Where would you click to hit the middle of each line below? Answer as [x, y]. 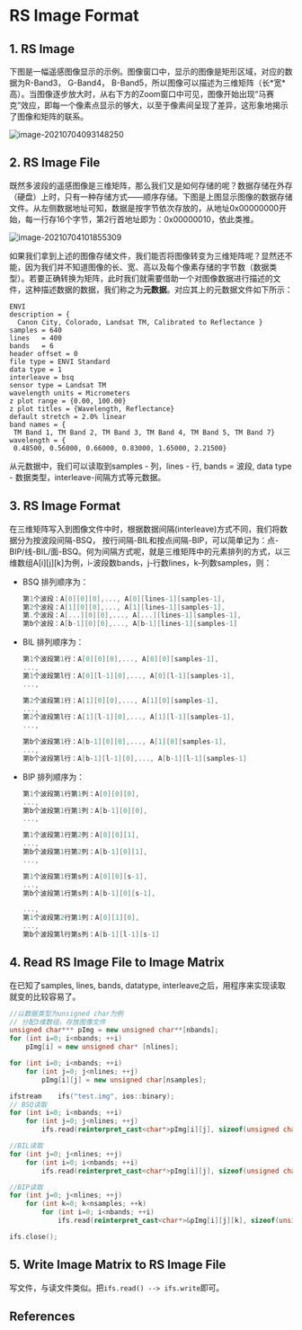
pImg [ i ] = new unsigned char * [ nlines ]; [102, 1047]
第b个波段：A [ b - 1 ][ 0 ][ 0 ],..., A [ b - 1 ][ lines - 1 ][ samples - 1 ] [130, 624]
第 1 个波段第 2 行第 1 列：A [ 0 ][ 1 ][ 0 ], [81, 918]
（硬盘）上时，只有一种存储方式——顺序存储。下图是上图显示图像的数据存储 [151, 196]
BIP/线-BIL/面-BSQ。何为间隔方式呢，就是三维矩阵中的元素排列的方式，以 [146, 551]
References [42, 1317]
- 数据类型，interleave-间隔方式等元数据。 [88, 477]
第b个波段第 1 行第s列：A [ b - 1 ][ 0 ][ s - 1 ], [89, 893]
